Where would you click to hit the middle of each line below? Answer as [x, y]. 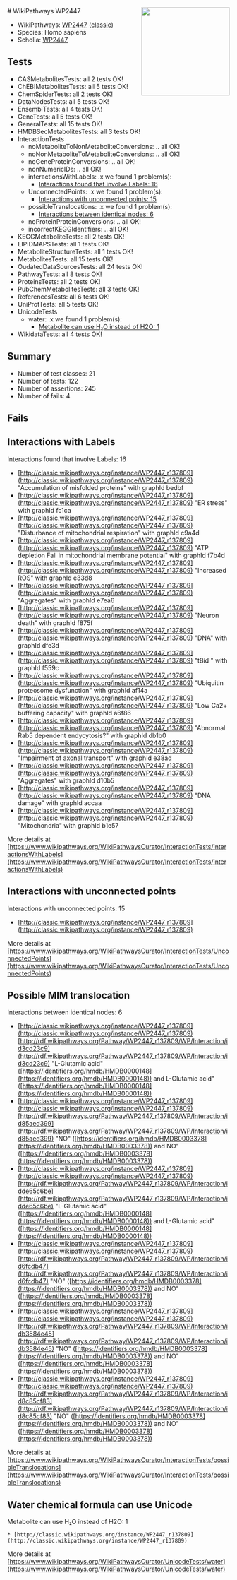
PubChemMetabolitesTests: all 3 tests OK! [78, 289]
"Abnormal [210, 727]
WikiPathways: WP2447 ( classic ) [66, 25]
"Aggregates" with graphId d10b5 [66, 780]
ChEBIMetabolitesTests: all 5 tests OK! [73, 86]
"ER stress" [211, 503]
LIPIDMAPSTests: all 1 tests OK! [63, 244]
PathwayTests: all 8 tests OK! [60, 274]
